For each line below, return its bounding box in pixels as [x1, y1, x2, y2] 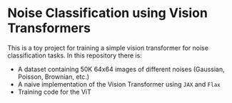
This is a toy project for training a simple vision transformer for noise [7, 43, 209, 52]
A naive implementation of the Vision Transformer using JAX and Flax [17, 80, 221, 88]
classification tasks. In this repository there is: [7, 51, 143, 60]
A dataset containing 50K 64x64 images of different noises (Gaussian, [17, 65, 225, 73]
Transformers [7, 20, 91, 36]
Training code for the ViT [17, 87, 91, 96]
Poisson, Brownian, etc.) [17, 72, 90, 81]
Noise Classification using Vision [7, 5, 208, 21]
